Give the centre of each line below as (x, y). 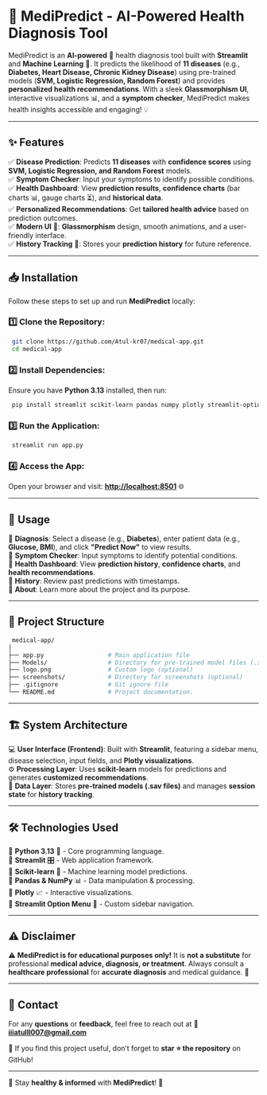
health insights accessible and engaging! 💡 (79, 109)
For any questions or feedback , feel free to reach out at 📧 (103, 1024)
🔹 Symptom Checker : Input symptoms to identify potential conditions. (123, 556)
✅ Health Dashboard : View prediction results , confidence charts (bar (124, 188)
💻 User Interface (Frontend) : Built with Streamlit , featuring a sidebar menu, (133, 749)
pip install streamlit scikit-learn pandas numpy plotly (108, 405)
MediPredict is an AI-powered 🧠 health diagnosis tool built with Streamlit (128, 55)
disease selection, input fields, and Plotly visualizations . (101, 761)
